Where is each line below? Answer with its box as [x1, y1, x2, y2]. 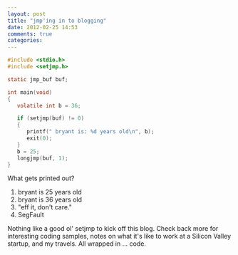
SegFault [17, 211, 44, 219]
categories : [7, 37, 43, 44]
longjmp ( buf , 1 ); [16, 155, 69, 162]
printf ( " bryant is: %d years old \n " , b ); [26, 128, 155, 135]
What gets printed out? [7, 174, 75, 182]
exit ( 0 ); [26, 135, 53, 142]
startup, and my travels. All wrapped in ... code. [7, 239, 146, 248]
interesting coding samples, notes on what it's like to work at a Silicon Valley [7, 232, 232, 241]
